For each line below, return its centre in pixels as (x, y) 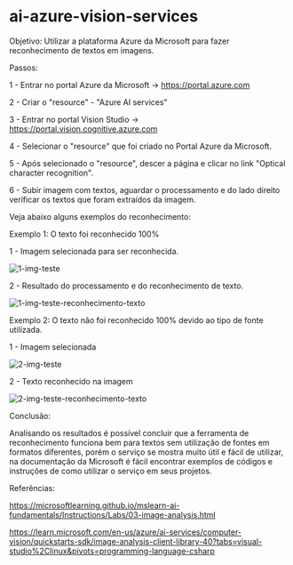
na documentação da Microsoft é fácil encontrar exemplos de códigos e (141, 461)
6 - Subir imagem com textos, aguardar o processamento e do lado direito (145, 190)
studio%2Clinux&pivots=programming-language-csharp (112, 551)
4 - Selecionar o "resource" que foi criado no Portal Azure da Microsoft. (141, 146)
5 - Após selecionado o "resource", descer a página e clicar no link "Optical (147, 163)
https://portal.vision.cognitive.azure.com (83, 129)
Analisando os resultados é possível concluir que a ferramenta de (129, 432)
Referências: (32, 488)
